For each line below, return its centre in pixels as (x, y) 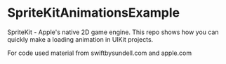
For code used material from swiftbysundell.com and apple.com (99, 53)
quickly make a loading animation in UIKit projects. (80, 39)
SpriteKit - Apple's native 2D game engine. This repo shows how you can (113, 32)
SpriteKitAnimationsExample (94, 13)
